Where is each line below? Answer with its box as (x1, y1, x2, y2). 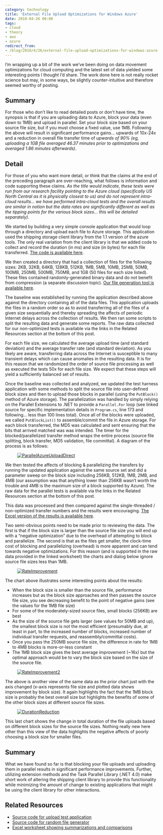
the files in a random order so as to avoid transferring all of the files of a (5, 305, 149, 311)
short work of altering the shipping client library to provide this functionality (5, 776, 157, 782)
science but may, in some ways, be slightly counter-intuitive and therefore (5, 77, 153, 83)
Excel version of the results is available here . (5, 513, 94, 519)
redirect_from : (5, 43, 36, 48)
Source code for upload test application (12, 814, 92, 820)
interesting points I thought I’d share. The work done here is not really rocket (5, 72, 158, 78)
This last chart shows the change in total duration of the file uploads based (5, 718, 155, 724)
